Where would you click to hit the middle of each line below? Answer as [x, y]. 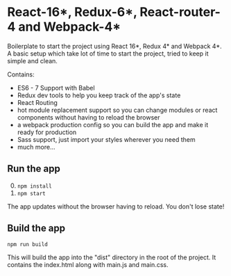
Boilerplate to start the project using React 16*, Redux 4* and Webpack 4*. [114, 46]
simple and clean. [32, 60]
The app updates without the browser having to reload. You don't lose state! [116, 206]
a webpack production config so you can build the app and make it [113, 124]
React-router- [180, 12]
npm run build [28, 244]
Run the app [34, 169]
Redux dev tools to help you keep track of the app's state [99, 95]
